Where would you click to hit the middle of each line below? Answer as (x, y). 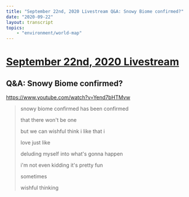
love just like (35, 143)
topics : (15, 28)
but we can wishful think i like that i (62, 131)
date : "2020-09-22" (30, 17)
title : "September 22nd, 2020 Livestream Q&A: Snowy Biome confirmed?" (95, 11)
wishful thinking (39, 188)
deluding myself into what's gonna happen (72, 154)
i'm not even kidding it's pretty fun (62, 165)
